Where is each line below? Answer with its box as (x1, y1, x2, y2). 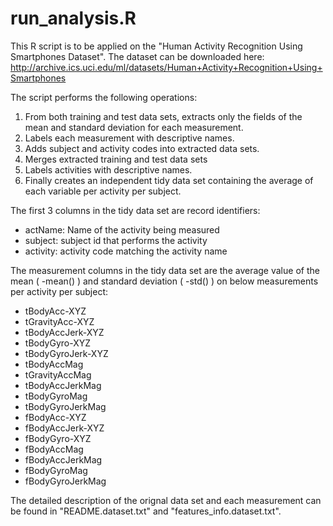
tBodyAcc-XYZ (24, 305, 87, 317)
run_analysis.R (10, 7, 137, 30)
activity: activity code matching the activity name (24, 245, 228, 257)
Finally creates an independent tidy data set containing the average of (24, 174, 314, 186)
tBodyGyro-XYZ (24, 337, 92, 349)
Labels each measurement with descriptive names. (24, 132, 235, 144)
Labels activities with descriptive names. (24, 163, 193, 176)
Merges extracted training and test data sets (24, 153, 208, 165)
